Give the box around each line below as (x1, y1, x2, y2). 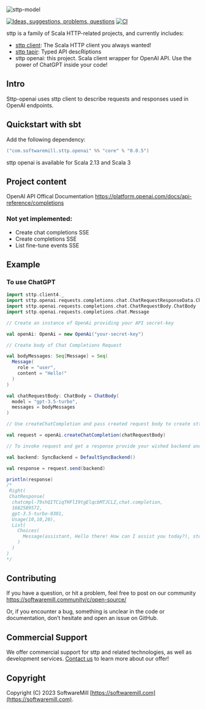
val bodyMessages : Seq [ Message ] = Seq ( (6, 353, 109, 359)
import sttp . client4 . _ (6, 292, 64, 298)
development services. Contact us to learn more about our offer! (6, 655, 169, 662)
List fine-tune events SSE (15, 241, 80, 249)
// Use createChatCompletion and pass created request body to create (6, 421, 191, 427)
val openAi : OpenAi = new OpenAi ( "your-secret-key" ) (6, 331, 144, 337)
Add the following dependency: (6, 136, 86, 143)
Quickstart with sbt (6, 120, 82, 130)
